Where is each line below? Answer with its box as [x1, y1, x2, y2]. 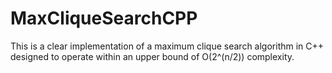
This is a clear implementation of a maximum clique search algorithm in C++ [10, 40, 325, 52]
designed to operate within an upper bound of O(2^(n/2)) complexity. [10, 50, 295, 62]
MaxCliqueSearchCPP [10, 7, 198, 30]
